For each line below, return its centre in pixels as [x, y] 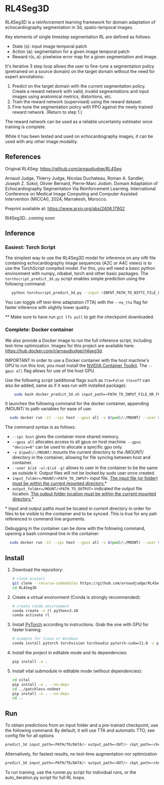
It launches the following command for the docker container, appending [77, 404]
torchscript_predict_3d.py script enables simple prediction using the [75, 279]
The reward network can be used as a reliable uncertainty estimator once [79, 121]
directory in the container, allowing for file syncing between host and [81, 457]
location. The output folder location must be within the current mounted [84, 494]
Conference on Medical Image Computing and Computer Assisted [71, 193]
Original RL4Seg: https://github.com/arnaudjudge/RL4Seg [63, 168]
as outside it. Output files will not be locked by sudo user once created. [84, 473]
